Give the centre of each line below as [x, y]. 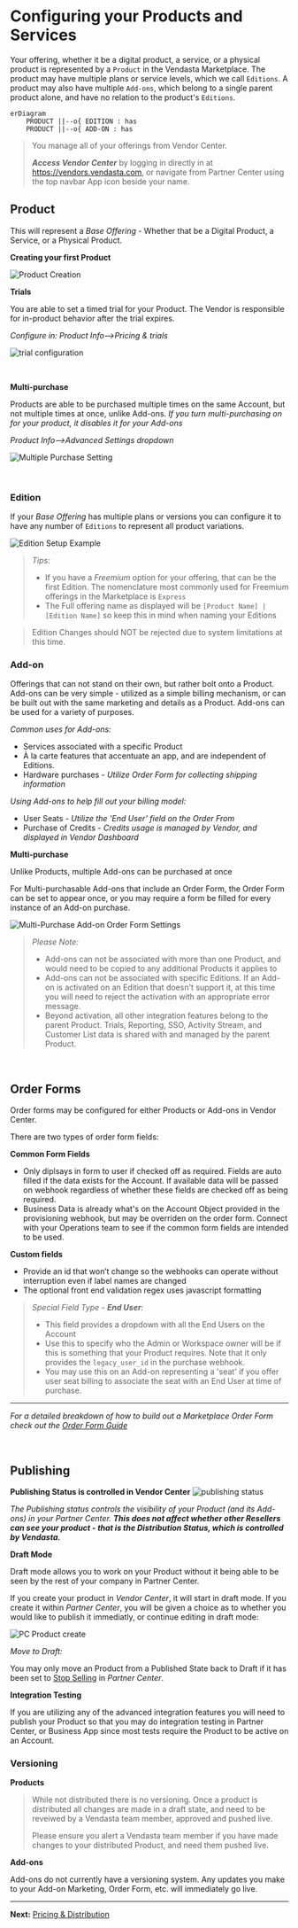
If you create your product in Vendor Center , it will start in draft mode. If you [148, 1598]
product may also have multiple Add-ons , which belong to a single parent [141, 88]
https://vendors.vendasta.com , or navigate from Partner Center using [158, 172]
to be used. [43, 1237]
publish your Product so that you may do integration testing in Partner [137, 1722]
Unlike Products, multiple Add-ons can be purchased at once [121, 872]
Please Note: [55, 942]
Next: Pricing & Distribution [60, 1915]
